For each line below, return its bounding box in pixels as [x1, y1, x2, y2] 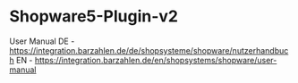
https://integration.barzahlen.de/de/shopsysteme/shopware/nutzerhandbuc [9, 45, 289, 55]
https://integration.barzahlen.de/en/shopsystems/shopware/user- [34, 54, 277, 65]
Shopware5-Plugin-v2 [9, 6, 179, 27]
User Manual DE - [9, 36, 75, 46]
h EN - [9, 54, 33, 65]
